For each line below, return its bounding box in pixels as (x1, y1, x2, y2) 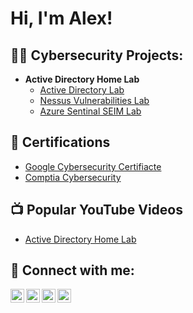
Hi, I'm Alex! (10, 7, 113, 30)
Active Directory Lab (39, 84, 125, 96)
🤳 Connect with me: (10, 262, 135, 279)
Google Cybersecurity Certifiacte (24, 160, 162, 172)
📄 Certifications (10, 134, 111, 151)
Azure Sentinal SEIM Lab (39, 105, 142, 117)
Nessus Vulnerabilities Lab (39, 95, 150, 106)
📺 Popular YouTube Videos (10, 202, 183, 219)
